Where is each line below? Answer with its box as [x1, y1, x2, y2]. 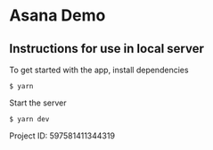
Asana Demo [9, 5, 106, 26]
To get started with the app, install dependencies [9, 64, 189, 75]
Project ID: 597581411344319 [9, 130, 116, 141]
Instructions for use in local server [9, 41, 205, 56]
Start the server [9, 97, 67, 108]
